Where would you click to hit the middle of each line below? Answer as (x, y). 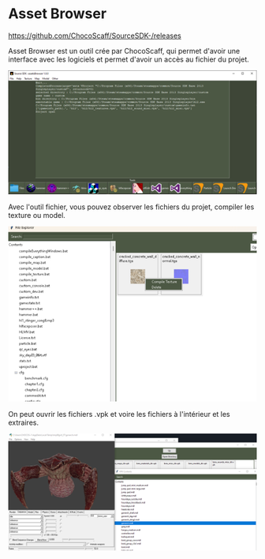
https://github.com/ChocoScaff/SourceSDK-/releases (95, 36)
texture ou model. (37, 215)
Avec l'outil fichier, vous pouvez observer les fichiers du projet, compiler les (131, 207)
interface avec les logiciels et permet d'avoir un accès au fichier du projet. (129, 59)
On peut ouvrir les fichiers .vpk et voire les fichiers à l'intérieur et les (119, 414)
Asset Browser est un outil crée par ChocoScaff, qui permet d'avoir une (124, 51)
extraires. (24, 422)
